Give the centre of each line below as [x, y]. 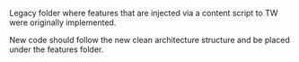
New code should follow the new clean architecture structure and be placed [149, 40]
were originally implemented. [63, 22]
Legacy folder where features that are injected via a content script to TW [144, 13]
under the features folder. [57, 49]
